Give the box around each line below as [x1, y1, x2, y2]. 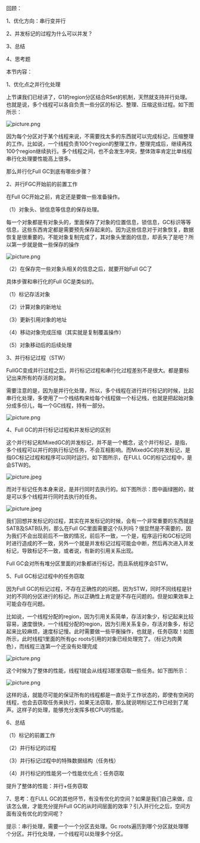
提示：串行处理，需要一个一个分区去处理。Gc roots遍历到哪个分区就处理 [6, 823, 184, 830]
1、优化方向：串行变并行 [6, 17, 66, 24]
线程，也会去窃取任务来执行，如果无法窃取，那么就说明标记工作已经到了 [6, 699, 183, 706]
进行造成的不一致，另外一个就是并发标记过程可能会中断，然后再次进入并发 [11, 539, 194, 547]
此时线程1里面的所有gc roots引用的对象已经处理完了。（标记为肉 [21, 635, 177, 642]
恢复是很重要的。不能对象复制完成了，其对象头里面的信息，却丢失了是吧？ [6, 234, 189, 240]
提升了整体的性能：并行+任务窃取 [6, 783, 88, 789]
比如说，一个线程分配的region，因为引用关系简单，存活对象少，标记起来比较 [6, 613, 194, 620]
